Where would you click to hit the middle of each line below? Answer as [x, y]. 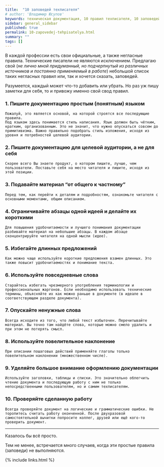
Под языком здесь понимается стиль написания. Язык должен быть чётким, [81, 122]
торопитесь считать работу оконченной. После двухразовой [65, 413]
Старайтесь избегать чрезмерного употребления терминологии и [70, 285]
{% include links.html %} [30, 460]
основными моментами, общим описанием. [46, 199]
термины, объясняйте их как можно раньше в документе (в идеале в [74, 294]
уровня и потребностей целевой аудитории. [49, 135]
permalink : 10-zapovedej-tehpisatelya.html [50, 32]
